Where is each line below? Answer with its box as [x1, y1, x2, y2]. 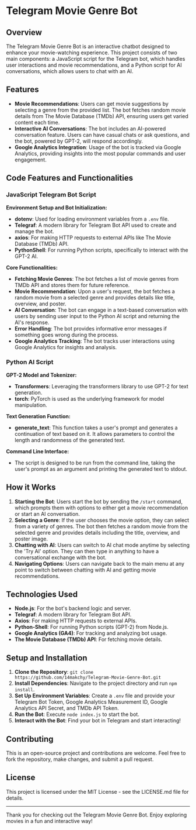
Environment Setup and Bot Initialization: [6, 204, 107, 211]
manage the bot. [14, 228, 54, 235]
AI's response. [14, 319, 50, 326]
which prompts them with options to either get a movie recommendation [14, 504, 188, 511]
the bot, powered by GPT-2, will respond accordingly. [14, 137, 143, 144]
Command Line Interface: [6, 447, 69, 454]
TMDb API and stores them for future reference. [14, 281, 130, 288]
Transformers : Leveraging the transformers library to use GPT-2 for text [14, 383, 188, 390]
